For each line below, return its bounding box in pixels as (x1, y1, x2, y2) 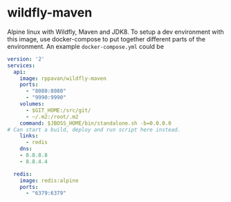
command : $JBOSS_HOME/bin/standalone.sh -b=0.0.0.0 (19, 119, 172, 127)
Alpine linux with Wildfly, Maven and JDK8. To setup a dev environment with (7, 28, 225, 36)
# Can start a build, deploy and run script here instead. (7, 126, 181, 133)
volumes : (19, 101, 45, 108)
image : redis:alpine (19, 177, 79, 184)
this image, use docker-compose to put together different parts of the (7, 34, 206, 43)
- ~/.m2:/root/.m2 (25, 113, 79, 120)
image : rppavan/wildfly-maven (19, 74, 107, 82)
